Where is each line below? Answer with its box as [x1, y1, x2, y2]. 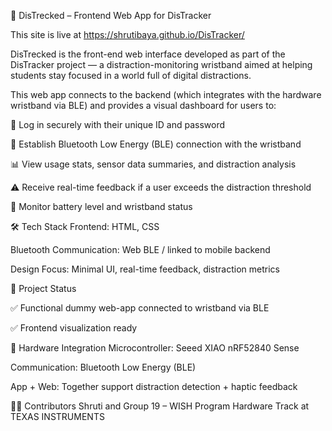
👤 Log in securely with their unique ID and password [10, 119, 226, 130]
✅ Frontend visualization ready [10, 322, 138, 334]
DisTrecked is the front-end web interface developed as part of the [10, 48, 286, 60]
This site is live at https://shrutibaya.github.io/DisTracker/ [10, 29, 245, 40]
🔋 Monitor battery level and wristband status [10, 201, 193, 212]
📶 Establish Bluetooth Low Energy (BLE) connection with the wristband [10, 138, 302, 150]
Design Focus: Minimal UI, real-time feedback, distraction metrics [10, 263, 280, 275]
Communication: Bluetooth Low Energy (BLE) [10, 361, 197, 373]
